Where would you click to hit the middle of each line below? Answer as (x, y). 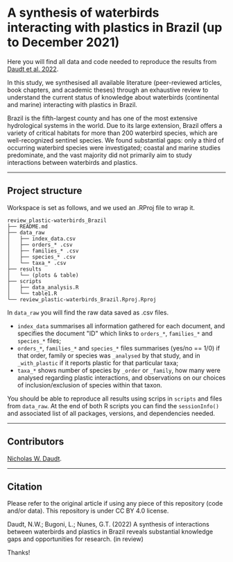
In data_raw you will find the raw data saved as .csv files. (88, 312)
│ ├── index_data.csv (42, 239)
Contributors (36, 442)
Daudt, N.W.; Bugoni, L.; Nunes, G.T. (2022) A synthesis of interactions (108, 524)
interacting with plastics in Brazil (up (115, 27)
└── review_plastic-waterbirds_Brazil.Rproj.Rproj (82, 299)
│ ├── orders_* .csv (40, 245)
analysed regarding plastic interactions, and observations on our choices (121, 378)
